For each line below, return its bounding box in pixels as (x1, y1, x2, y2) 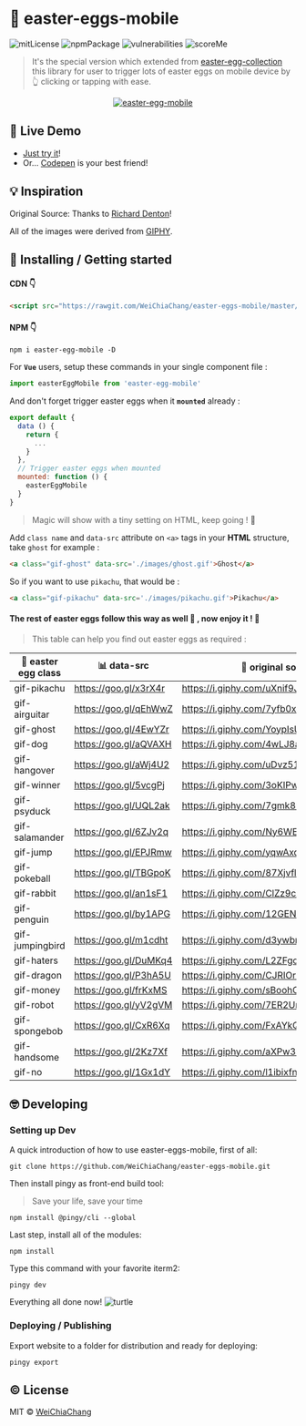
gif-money (14, 983, 61, 996)
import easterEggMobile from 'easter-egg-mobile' (9, 379, 202, 388)
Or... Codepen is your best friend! (22, 157, 148, 168)
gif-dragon (14, 969, 62, 981)
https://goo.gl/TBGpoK (74, 866, 171, 878)
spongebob (14, 1024, 64, 1037)
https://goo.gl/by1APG (74, 907, 171, 919)
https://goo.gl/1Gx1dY (74, 1065, 171, 1078)
